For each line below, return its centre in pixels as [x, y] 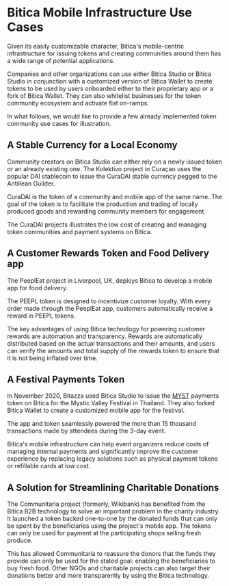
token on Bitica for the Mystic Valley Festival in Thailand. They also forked [111, 403]
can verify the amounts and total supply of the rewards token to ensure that [113, 351]
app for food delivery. [38, 288]
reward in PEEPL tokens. [42, 316]
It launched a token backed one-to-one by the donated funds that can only [112, 519]
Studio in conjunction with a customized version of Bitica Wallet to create [110, 81]
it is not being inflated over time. [52, 358]
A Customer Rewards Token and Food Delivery [108, 254]
